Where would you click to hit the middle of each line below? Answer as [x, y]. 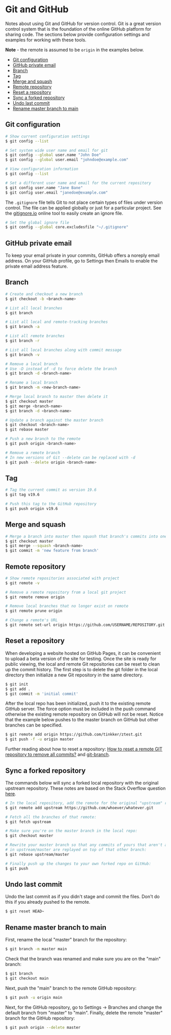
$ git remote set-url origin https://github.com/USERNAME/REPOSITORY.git [85, 625]
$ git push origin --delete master [43, 1027]
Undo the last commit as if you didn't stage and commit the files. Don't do [82, 897]
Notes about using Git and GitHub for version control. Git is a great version [83, 23]
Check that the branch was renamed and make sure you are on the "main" [83, 958]
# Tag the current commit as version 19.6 [51, 490]
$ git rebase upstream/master [37, 854]
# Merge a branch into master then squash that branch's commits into [82, 536]
